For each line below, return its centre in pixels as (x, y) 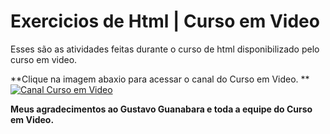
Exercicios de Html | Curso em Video (165, 21)
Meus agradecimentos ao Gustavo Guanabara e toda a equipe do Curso (161, 109)
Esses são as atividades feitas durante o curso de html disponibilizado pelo (165, 49)
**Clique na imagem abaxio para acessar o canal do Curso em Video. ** (160, 79)
